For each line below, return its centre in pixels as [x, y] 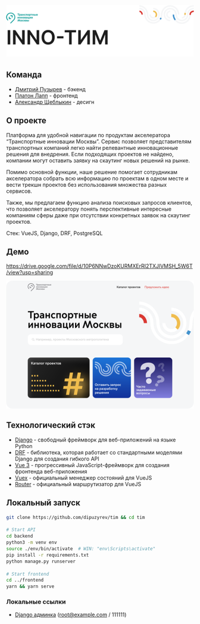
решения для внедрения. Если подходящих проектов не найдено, [90, 154]
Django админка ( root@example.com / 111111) [71, 615]
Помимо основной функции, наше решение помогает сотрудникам [92, 172]
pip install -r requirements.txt [48, 555]
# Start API [21, 530]
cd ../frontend [25, 580]
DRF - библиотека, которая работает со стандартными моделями [99, 452]
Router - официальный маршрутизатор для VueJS [78, 484]
